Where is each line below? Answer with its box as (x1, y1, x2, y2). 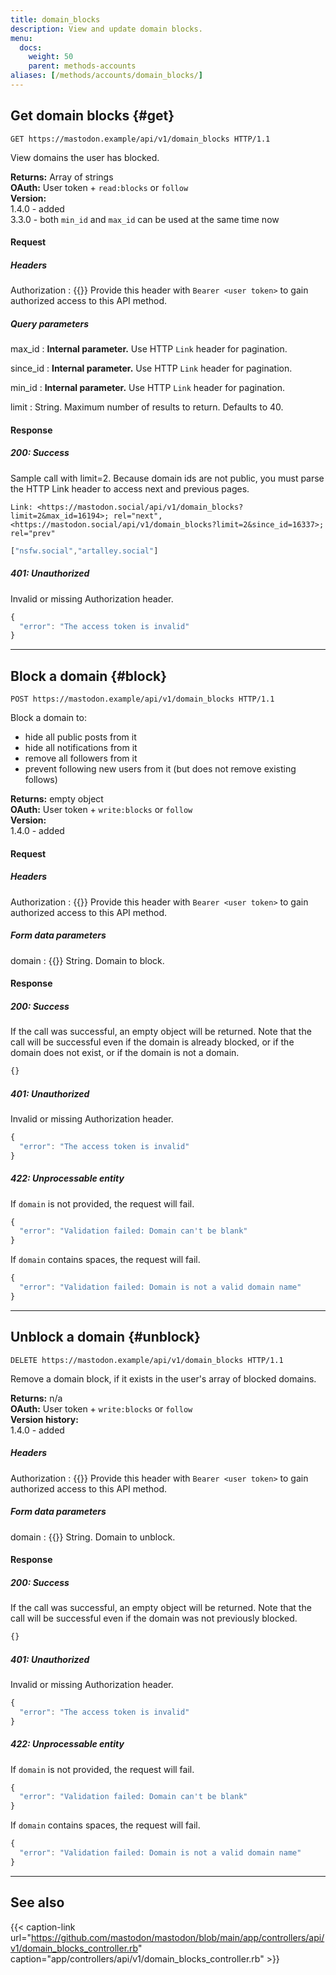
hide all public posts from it (24, 731, 137, 743)
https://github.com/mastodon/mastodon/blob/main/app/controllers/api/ (30, 1931, 325, 1943)
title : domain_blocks (10, 14, 101, 25)
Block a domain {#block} (10, 667, 168, 685)
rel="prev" (10, 528, 56, 538)
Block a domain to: (10, 712, 87, 724)
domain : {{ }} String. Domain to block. (10, 954, 165, 966)
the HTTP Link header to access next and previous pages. (10, 482, 250, 495)
